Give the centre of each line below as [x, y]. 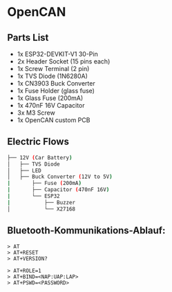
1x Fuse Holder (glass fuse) [56, 91]
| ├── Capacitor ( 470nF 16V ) [58, 190]
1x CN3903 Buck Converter [56, 83]
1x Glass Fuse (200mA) [50, 98]
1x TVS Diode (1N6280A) [52, 76]
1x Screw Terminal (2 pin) [53, 69]
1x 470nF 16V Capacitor [51, 105]
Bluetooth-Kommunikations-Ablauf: [86, 231]
